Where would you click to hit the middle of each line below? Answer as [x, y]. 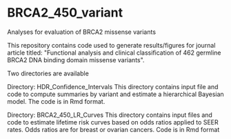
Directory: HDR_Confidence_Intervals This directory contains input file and [113, 86]
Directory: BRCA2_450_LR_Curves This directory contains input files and [110, 115]
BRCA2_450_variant [65, 13]
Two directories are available [48, 73]
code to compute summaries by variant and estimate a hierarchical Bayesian [115, 94]
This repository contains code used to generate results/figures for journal [111, 45]
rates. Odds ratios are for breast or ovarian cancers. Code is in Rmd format [113, 129]
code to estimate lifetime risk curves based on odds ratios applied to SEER [113, 122]
